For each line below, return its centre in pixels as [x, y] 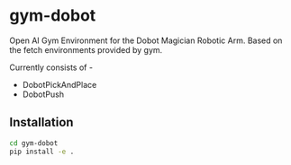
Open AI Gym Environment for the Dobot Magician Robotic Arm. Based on [146, 40]
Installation [41, 122]
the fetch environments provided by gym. [86, 49]
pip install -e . [42, 152]
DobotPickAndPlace [59, 84]
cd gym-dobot [34, 143]
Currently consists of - [51, 67]
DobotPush [43, 94]
